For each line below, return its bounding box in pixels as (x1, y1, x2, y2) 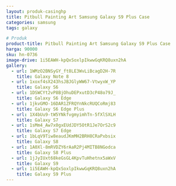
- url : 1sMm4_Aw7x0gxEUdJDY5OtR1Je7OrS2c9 (11, 122, 116, 129)
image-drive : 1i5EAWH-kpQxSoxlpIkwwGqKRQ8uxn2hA (6, 57, 126, 63)
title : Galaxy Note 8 (16, 74, 69, 80)
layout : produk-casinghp (6, 8, 66, 15)
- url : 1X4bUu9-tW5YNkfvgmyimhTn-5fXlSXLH (11, 112, 116, 118)
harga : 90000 (6, 46, 38, 53)
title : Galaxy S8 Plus (16, 150, 72, 156)
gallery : (6, 63, 27, 68)
